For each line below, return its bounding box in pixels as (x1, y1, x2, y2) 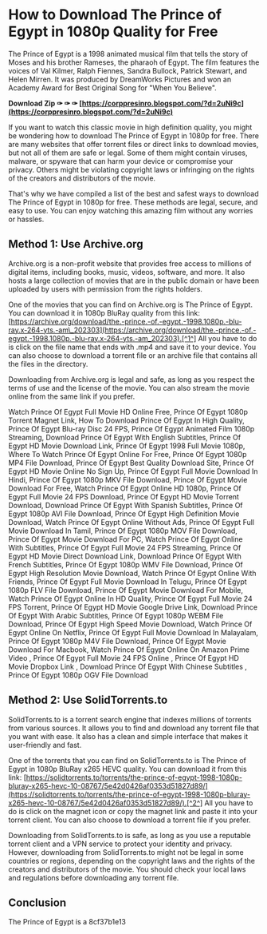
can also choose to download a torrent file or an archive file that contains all (8, 350, 257, 360)
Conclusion (8, 896, 67, 909)
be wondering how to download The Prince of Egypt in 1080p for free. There (8, 130, 259, 141)
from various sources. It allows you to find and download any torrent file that (8, 723, 260, 733)
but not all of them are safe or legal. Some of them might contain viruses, (8, 148, 249, 157)
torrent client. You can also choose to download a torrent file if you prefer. (8, 815, 251, 825)
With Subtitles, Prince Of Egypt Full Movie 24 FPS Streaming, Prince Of (8, 543, 241, 552)
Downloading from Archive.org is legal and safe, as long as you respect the (8, 374, 255, 384)
